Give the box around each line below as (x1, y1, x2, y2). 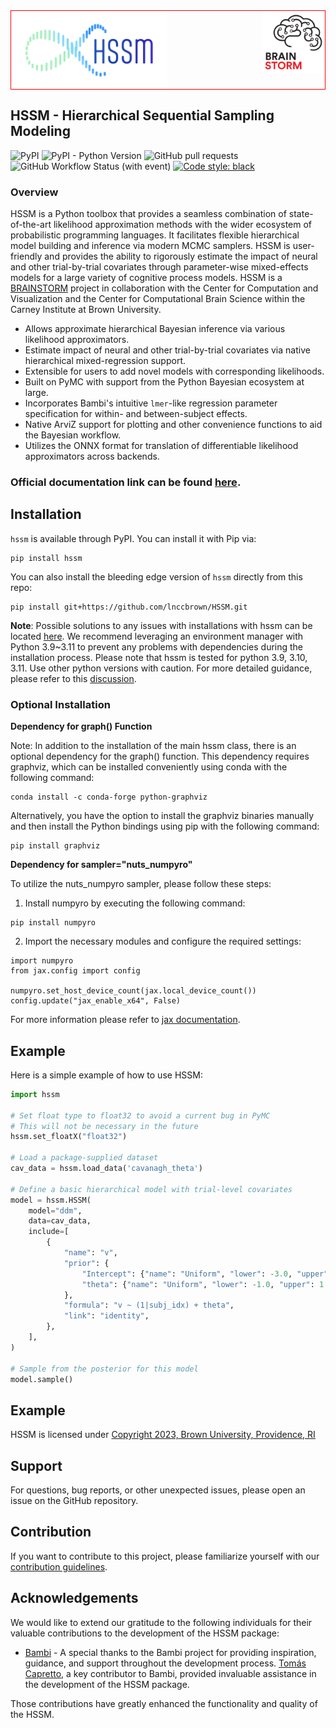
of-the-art (10, 219, 52, 231)
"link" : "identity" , (63, 1311, 150, 1321)
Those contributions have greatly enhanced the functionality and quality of (10, 1697, 318, 1709)
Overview (10, 185, 59, 199)
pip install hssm (10, 553, 83, 563)
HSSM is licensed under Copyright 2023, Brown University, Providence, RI (10, 1429, 316, 1441)
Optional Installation (10, 697, 111, 711)
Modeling (10, 123, 71, 140)
